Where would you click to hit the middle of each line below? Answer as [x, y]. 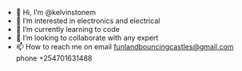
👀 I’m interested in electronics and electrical [88, 21]
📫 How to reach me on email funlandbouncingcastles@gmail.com [125, 47]
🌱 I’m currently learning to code [67, 29]
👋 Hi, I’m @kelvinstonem [56, 12]
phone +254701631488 [54, 58]
